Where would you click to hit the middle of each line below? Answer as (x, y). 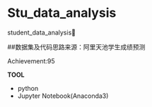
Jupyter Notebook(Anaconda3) (63, 96)
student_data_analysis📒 (42, 32)
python (28, 88)
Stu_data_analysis (62, 13)
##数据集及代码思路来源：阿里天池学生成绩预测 (76, 46)
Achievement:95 (31, 61)
